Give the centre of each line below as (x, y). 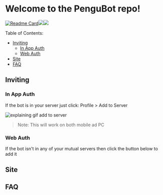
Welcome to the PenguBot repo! (73, 9)
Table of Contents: (24, 33)
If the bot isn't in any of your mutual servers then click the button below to (81, 148)
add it (11, 154)
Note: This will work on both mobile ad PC (61, 125)
